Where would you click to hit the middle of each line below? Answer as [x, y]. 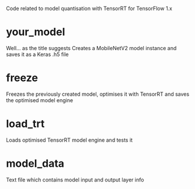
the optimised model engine [40, 100]
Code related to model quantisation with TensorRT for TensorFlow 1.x [89, 8]
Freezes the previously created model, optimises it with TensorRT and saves [98, 94]
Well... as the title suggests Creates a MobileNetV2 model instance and [91, 48]
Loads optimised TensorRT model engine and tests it [69, 140]
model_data [35, 163]
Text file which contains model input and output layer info [75, 180]
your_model [36, 32]
